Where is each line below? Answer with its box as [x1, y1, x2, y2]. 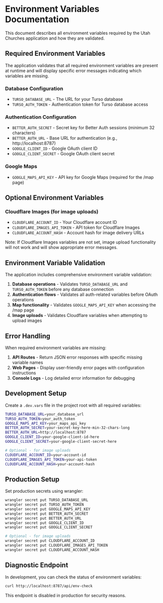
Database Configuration [5, 85, 63, 92]
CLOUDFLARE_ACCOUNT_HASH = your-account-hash [5, 461, 95, 466]
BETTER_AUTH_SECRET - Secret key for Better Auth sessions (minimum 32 [12, 125, 155, 131]
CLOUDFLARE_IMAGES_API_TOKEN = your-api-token [5, 457, 97, 462]
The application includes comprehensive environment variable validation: [5, 272, 152, 278]
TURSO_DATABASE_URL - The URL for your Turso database [12, 96, 123, 102]
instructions [12, 370, 37, 376]
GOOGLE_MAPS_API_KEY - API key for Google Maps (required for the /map [12, 174, 154, 180]
